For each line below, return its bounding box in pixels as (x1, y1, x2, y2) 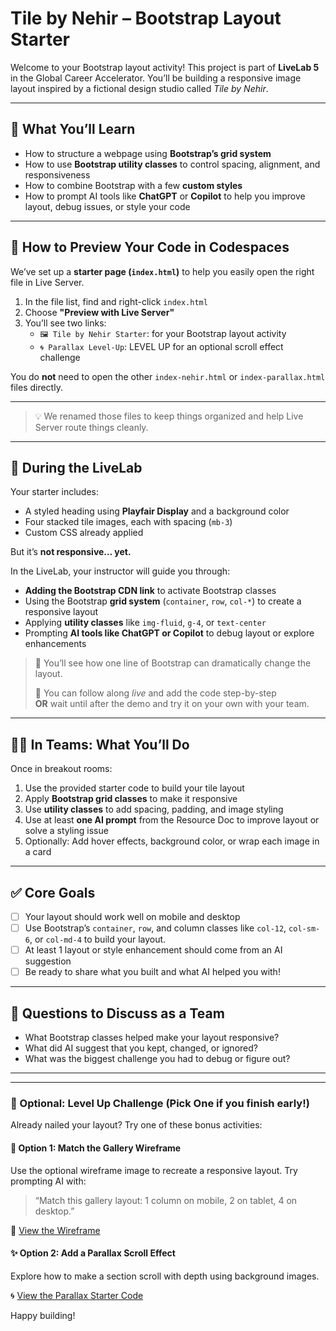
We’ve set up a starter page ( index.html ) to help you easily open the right (10, 265, 315, 277)
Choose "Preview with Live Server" (24, 306, 175, 318)
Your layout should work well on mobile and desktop (24, 911, 241, 922)
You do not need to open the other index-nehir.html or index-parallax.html (10, 370, 326, 382)
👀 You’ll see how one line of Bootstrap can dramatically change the (34, 657, 312, 669)
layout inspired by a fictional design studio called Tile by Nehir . (10, 82, 269, 94)
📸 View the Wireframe (10, 1224, 101, 1236)
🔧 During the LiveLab (10, 459, 143, 476)
